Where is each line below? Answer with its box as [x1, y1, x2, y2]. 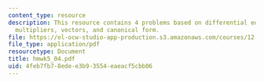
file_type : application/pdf [8, 41, 101, 48]
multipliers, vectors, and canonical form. [15, 26, 159, 34]
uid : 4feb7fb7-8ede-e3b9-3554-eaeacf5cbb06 [8, 62, 153, 70]
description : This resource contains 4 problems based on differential [8, 19, 247, 27]
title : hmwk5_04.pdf [8, 55, 76, 63]
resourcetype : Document [8, 48, 86, 55]
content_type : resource [8, 11, 86, 20]
